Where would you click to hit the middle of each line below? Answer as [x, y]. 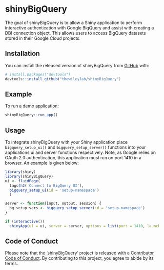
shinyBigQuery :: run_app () [31, 115]
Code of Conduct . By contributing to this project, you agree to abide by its [79, 258]
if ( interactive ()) [25, 221]
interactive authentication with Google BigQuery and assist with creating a [80, 27]
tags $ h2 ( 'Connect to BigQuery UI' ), [47, 185]
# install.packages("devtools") [38, 74]
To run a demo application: [32, 106]
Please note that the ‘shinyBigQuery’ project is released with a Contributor [80, 253]
